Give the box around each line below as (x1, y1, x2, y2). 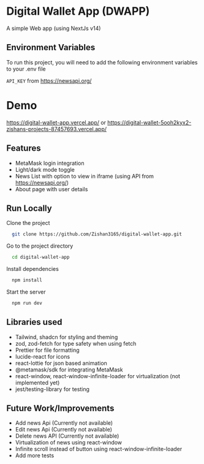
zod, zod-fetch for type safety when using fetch (15, 340, 137, 347)
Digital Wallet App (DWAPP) (6, 4, 150, 18)
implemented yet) (15, 379, 60, 386)
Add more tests (15, 452, 55, 459)
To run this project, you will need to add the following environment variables (6, 58, 198, 66)
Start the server (6, 288, 46, 295)
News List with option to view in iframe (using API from (15, 172, 154, 180)
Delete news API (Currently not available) (15, 432, 119, 439)
